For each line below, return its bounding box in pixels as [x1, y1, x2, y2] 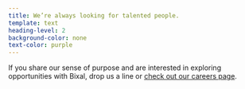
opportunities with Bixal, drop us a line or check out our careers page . [8, 72, 237, 81]
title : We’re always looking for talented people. [8, 11, 180, 20]
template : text [8, 19, 59, 27]
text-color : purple [8, 41, 73, 49]
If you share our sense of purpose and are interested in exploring [8, 63, 221, 72]
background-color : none [8, 33, 87, 42]
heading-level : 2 [8, 26, 66, 34]
